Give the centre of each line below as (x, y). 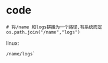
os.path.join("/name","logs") (43, 32)
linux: (13, 43)
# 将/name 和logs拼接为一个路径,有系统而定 (54, 27)
